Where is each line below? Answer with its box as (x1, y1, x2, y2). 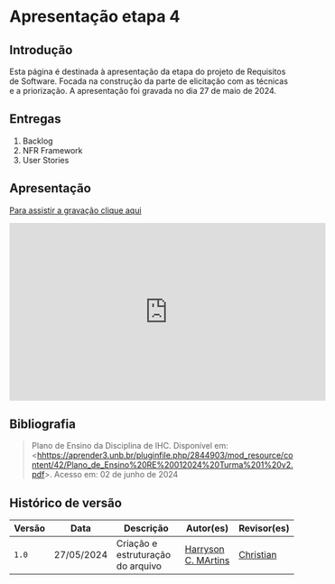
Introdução (9, 42, 73, 58)
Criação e (116, 537, 158, 550)
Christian (238, 549, 277, 561)
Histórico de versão (9, 495, 122, 511)
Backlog (22, 135, 53, 146)
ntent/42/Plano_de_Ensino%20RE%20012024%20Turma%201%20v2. (31, 459, 293, 470)
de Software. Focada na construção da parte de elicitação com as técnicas (9, 76, 289, 87)
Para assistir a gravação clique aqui (9, 205, 142, 216)
